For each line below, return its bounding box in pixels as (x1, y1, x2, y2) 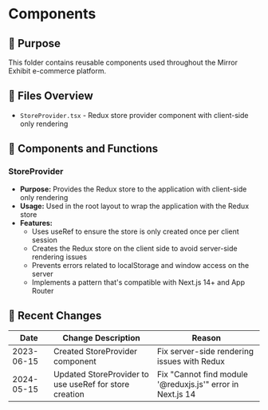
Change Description (62, 333, 141, 344)
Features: (19, 218, 53, 227)
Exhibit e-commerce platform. (8, 66, 107, 76)
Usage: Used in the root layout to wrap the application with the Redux (19, 201, 250, 211)
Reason (191, 333, 222, 344)
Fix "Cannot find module (156, 369, 249, 380)
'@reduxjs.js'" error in (156, 379, 239, 390)
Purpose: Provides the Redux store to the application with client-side (19, 184, 247, 194)
